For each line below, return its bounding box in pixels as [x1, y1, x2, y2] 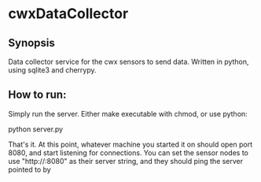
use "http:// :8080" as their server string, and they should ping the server [8, 156, 244, 165]
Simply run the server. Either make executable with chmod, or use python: [8, 109, 248, 118]
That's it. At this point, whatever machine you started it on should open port [8, 139, 253, 149]
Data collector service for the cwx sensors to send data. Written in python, [8, 57, 249, 66]
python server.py [8, 124, 64, 134]
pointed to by [8, 165, 51, 174]
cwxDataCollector [8, 5, 129, 23]
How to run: [8, 88, 67, 102]
